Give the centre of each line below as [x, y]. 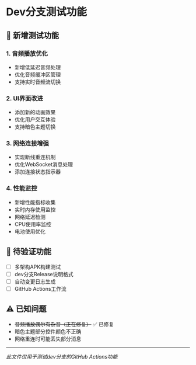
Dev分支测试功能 [47, 12]
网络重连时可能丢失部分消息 [48, 339]
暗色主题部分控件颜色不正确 [48, 331]
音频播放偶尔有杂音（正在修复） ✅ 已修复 [64, 324]
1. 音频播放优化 [27, 53]
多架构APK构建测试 [38, 267]
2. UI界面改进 [25, 98]
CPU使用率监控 [33, 224]
